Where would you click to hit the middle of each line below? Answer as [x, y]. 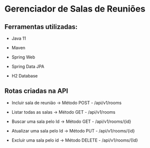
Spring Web [23, 57]
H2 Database [25, 76]
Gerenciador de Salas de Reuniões [75, 9]
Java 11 [19, 38]
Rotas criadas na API [36, 91]
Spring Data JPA [28, 67]
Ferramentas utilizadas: [41, 27]
